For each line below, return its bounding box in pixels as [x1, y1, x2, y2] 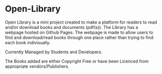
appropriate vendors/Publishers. [5, 63, 70, 69]
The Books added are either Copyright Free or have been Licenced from [5, 58, 149, 64]
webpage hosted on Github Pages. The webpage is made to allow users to [5, 29, 153, 35]
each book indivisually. [5, 39, 51, 45]
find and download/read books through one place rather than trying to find [5, 35, 154, 40]
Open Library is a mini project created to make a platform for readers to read [5, 19, 157, 25]
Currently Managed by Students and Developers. [5, 49, 103, 55]
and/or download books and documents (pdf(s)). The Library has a [5, 24, 138, 30]
